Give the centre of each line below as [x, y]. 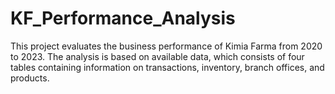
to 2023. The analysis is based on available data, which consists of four [157, 56]
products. [30, 78]
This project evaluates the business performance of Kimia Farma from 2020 [166, 46]
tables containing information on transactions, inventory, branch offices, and [167, 67]
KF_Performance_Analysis [123, 18]
